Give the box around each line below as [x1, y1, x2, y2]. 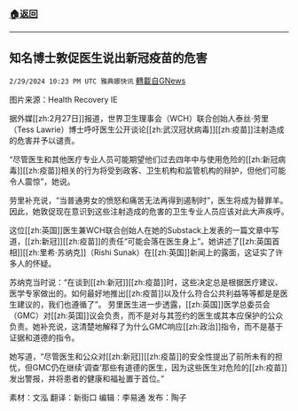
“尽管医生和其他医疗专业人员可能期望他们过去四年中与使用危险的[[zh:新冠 [9, 154, 278, 165]
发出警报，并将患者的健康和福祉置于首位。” [9, 374, 165, 384]
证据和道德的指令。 [9, 332, 80, 343]
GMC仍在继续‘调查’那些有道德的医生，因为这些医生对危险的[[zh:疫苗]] [32, 362, 288, 373]
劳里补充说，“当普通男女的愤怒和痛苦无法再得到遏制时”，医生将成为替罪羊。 [9, 195, 288, 205]
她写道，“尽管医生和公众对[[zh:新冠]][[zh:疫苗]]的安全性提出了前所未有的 [9, 352, 276, 362]
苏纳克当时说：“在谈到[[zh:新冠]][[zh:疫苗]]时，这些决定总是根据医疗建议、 [9, 277, 284, 288]
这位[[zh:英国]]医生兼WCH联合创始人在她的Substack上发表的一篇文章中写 [9, 225, 279, 236]
